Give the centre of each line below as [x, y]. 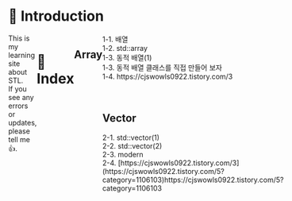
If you [18, 89]
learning [22, 55]
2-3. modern [123, 154]
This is [19, 38]
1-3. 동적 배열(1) [127, 57]
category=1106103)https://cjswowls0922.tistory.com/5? [193, 180]
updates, [23, 122]
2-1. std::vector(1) [131, 137]
